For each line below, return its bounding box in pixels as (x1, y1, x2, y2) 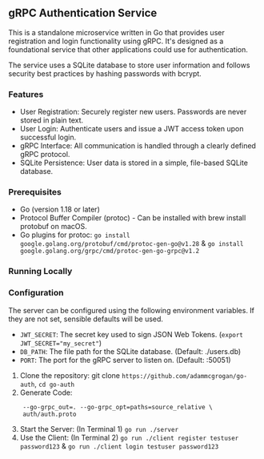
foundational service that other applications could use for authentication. (8, 44, 248, 54)
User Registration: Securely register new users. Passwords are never (19, 107, 247, 117)
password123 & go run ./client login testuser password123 (19, 441, 219, 451)
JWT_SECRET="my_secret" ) (19, 338, 102, 348)
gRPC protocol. (19, 150, 70, 159)
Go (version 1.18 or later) (19, 204, 100, 215)
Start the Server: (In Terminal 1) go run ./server (19, 424, 178, 433)
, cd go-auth (34, 379, 75, 389)
